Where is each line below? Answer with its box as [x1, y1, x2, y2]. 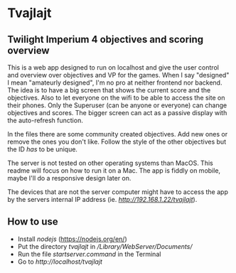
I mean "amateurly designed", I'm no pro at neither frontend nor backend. [7, 78, 222, 87]
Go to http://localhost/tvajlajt [17, 257, 103, 266]
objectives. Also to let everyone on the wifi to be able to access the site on [7, 94, 225, 102]
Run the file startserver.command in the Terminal [17, 250, 161, 258]
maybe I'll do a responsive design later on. [7, 174, 132, 182]
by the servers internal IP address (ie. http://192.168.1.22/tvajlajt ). [7, 196, 198, 203]
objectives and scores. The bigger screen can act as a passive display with [7, 109, 227, 117]
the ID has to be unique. [7, 145, 78, 154]
